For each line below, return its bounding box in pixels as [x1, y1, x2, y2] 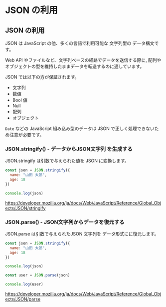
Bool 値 [12, 97, 28, 103]
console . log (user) [5, 282, 43, 287]
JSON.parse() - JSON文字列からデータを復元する [5, 218, 125, 225]
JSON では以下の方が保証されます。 [5, 74, 79, 80]
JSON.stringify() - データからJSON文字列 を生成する [5, 145, 133, 152]
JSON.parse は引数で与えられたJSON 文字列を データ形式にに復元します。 [5, 230, 159, 236]
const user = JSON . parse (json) [5, 273, 70, 278]
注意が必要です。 [9, 132, 44, 137]
